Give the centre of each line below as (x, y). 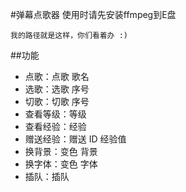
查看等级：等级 (55, 114)
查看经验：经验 (55, 126)
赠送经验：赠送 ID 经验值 (75, 139)
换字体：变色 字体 (61, 164)
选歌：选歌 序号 (57, 89)
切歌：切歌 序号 (57, 101)
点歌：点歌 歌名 (57, 76)
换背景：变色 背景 (61, 151)
